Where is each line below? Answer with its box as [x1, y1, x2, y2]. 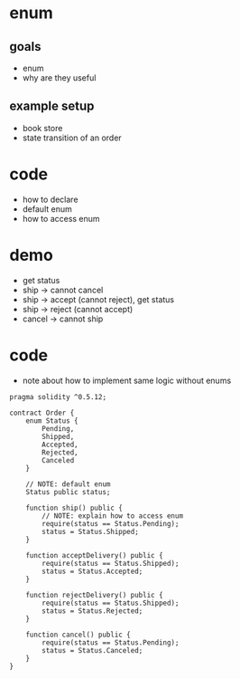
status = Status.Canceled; [42, 646, 143, 655]
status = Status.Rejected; [42, 606, 143, 616]
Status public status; [25, 487, 111, 496]
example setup [9, 99, 95, 114]
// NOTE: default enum [25, 479, 111, 489]
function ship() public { [25, 503, 124, 512]
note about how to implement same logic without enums [22, 375, 232, 386]
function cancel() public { [25, 630, 131, 639]
